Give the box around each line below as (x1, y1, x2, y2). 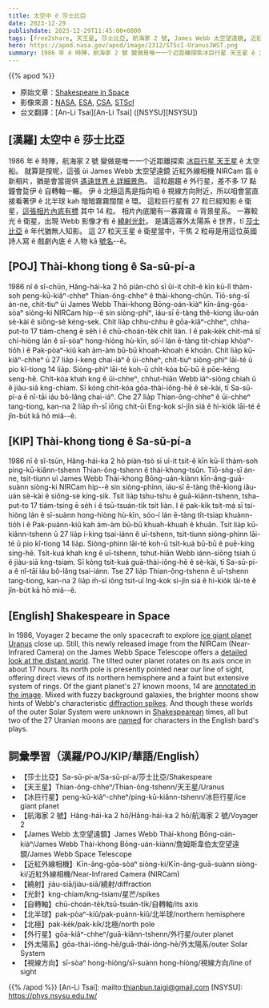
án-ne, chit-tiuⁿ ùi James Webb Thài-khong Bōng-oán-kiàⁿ (8, 299, 203, 308)
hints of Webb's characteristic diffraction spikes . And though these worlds (8, 699, 254, 708)
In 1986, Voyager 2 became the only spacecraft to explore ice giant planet (8, 631, 252, 640)
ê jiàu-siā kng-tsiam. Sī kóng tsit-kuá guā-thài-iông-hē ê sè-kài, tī (8, 558, 225, 567)
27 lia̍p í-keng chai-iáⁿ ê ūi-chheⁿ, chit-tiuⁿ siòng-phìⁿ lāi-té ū (51, 354, 253, 365)
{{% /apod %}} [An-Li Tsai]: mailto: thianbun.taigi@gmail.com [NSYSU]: (8, 982, 243, 992)
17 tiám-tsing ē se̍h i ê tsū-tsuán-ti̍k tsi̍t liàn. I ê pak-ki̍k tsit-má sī (30, 501, 243, 510)
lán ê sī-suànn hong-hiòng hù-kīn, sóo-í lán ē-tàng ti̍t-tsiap (28, 510, 223, 520)
